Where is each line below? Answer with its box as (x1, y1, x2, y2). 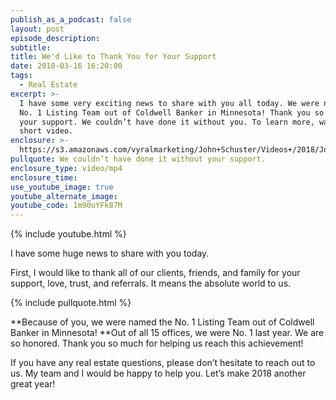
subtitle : (10, 42, 52, 53)
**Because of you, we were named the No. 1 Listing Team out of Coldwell (10, 316, 315, 328)
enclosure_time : (10, 172, 78, 183)
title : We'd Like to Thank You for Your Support (10, 52, 217, 62)
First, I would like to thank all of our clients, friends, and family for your (10, 267, 301, 279)
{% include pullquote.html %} (10, 297, 132, 309)
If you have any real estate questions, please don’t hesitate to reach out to (10, 357, 316, 369)
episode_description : (10, 33, 101, 43)
